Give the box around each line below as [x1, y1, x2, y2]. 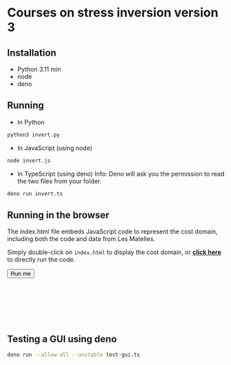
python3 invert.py [7, 131, 60, 138]
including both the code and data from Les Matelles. [7, 235, 156, 243]
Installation [7, 47, 57, 59]
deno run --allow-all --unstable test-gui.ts [7, 351, 140, 359]
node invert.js [7, 157, 51, 164]
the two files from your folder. [17, 177, 102, 185]
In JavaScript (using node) [17, 143, 93, 152]
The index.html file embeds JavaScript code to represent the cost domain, [7, 227, 219, 236]
